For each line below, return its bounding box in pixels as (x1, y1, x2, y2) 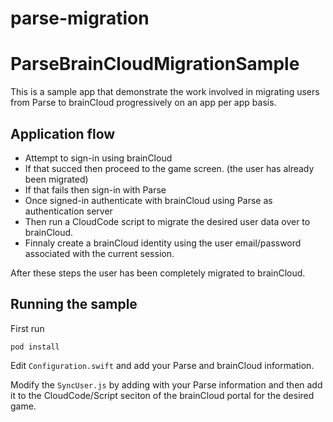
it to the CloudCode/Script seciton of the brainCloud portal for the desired (10, 389, 315, 401)
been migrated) (24, 173, 89, 185)
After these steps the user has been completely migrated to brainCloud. (10, 267, 306, 279)
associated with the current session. (24, 247, 175, 259)
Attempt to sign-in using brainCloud (24, 152, 173, 164)
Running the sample (10, 296, 138, 313)
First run (10, 322, 45, 334)
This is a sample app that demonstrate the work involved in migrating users (10, 86, 320, 98)
